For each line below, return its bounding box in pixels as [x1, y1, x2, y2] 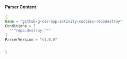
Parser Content [5, 4, 36, 10]
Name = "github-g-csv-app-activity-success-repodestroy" [5, 19, 123, 24]
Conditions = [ [5, 23, 36, 29]
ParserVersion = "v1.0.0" [5, 37, 57, 42]
